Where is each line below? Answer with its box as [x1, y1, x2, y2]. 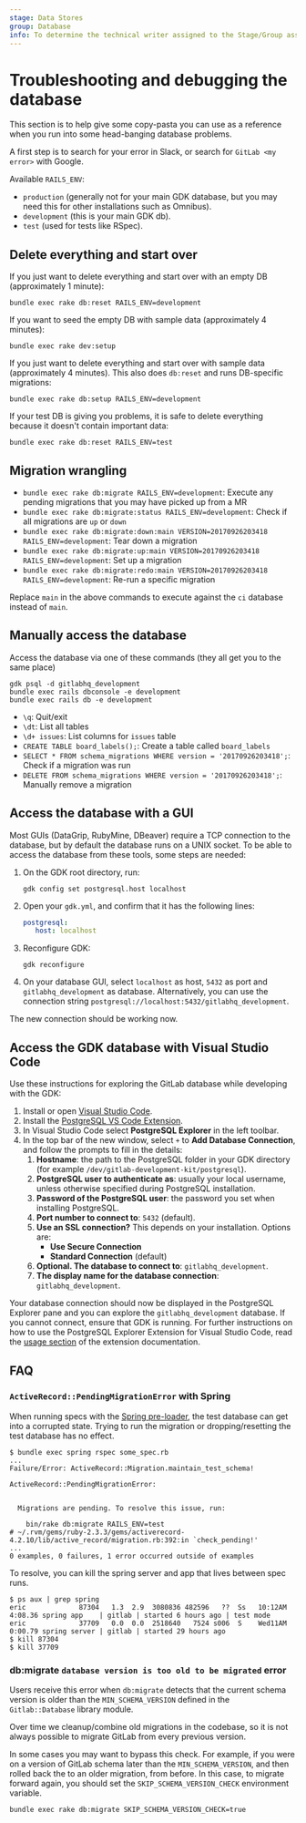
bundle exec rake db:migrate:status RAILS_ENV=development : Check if [22, 506, 288, 517]
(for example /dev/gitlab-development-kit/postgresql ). [36, 1164, 247, 1175]
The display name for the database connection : [36, 1271, 219, 1282]
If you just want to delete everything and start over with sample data [9, 357, 266, 369]
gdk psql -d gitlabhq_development [9, 679, 141, 688]
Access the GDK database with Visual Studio [9, 1040, 270, 1056]
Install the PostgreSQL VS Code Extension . [22, 1116, 184, 1127]
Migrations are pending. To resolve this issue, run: [17, 1503, 226, 1513]
